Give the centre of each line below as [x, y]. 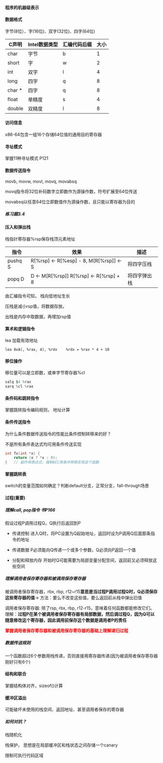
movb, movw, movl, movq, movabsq [41, 181]
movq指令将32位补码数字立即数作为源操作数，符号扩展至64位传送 [71, 191]
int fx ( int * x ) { [23, 453]
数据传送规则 [18, 643]
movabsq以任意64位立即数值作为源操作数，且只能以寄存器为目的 [70, 202]
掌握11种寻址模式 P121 [27, 158]
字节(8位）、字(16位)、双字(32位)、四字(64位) [50, 31]
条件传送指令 [18, 422]
